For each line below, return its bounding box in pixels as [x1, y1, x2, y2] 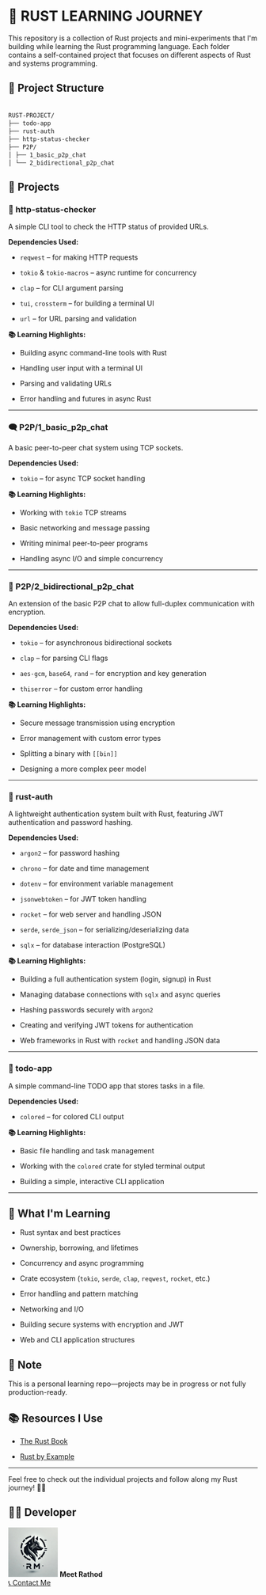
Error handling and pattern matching [19, 1289, 139, 1299]
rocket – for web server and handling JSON [19, 910, 162, 919]
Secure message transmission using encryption [19, 718, 176, 727]
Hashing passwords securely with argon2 [19, 1005, 154, 1015]
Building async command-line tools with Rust [19, 348, 168, 358]
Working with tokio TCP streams [19, 507, 127, 517]
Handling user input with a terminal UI [19, 363, 143, 373]
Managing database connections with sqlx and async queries [19, 989, 221, 1000]
